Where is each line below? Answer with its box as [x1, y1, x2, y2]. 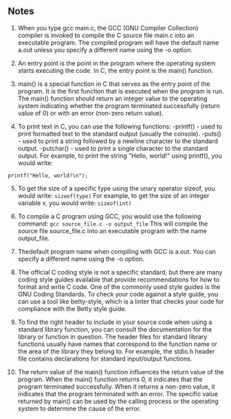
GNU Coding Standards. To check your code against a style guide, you [17, 290, 219, 298]
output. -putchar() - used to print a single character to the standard [17, 144, 208, 152]
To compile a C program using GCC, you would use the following [17, 212, 201, 220]
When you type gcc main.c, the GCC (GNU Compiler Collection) [17, 23, 199, 32]
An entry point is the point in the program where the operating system [17, 58, 216, 67]
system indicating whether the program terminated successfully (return [17, 101, 221, 109]
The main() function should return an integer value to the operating [17, 94, 208, 103]
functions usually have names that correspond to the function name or [17, 340, 218, 348]
